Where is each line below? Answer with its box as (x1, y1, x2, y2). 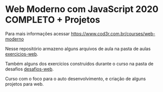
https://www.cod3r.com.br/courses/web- (70, 30, 156, 36)
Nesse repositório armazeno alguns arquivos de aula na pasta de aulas (5, 45, 151, 51)
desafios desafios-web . (5, 66, 54, 72)
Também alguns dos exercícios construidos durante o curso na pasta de (5, 60, 154, 66)
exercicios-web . (5, 51, 38, 57)
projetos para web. (5, 81, 44, 87)
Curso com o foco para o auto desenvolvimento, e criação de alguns (5, 75, 146, 81)
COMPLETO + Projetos (5, 14, 101, 25)
